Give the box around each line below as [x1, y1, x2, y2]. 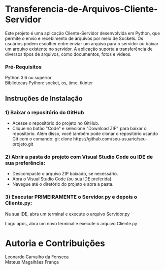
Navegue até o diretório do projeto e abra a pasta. [12, 181, 114, 187]
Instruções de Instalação [5, 94, 83, 102]
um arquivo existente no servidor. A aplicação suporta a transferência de [5, 46, 153, 52]
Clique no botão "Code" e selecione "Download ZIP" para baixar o [12, 125, 147, 131]
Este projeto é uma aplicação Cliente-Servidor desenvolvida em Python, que [5, 30, 160, 36]
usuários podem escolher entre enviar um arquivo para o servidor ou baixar [5, 40, 159, 46]
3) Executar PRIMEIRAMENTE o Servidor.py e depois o [5, 194, 137, 201]
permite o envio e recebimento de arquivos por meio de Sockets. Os [5, 35, 144, 41]
